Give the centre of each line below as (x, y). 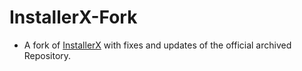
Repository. (47, 55)
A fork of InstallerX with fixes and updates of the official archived (157, 45)
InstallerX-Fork (73, 17)
